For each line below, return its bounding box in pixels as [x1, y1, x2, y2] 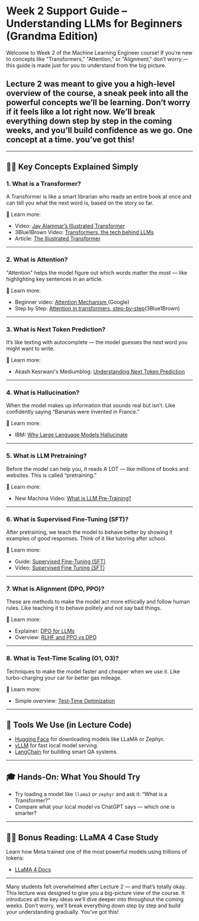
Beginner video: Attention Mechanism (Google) [14, 298, 130, 306]
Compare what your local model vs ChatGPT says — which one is [14, 803, 175, 810]
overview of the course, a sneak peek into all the [6, 88, 188, 99]
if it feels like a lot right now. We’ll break [6, 107, 156, 117]
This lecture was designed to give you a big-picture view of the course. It [6, 889, 185, 896]
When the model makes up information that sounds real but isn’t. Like [6, 402, 176, 409]
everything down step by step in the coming [6, 116, 172, 126]
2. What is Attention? [6, 256, 68, 264]
